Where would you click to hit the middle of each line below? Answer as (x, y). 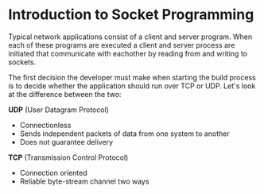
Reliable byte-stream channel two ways (84, 181)
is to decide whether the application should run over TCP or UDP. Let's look (132, 86)
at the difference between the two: (65, 94)
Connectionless (45, 125)
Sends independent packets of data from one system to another (124, 134)
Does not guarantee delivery (66, 142)
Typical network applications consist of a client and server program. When (130, 37)
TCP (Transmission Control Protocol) (68, 157)
